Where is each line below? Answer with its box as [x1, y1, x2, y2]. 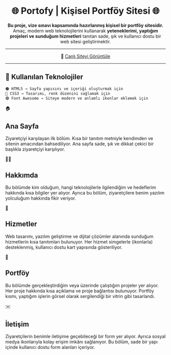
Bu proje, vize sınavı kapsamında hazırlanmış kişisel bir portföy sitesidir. [7, 22, 164, 28]
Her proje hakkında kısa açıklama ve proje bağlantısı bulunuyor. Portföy [5, 288, 154, 294]
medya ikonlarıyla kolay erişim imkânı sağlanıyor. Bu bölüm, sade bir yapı [5, 339, 158, 345]
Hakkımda [5, 171, 38, 179]
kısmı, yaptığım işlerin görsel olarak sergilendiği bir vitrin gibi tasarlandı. [5, 293, 155, 299]
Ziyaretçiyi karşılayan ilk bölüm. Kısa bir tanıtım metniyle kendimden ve [5, 135, 154, 142]
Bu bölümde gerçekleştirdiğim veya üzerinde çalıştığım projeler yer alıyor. [5, 282, 159, 288]
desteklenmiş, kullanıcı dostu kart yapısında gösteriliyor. [5, 244, 123, 250]
